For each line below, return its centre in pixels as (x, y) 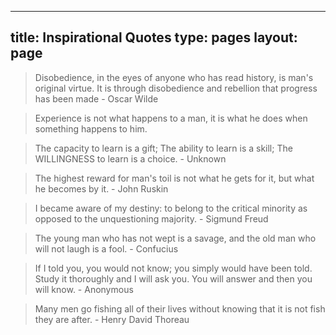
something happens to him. (91, 128)
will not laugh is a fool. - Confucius (106, 248)
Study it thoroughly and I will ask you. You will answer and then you (173, 278)
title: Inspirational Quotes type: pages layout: (154, 37)
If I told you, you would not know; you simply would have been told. (173, 268)
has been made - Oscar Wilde (96, 98)
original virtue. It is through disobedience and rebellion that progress (176, 88)
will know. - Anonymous (84, 289)
